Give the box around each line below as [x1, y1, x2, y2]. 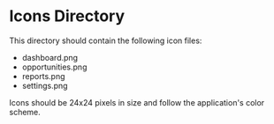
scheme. [9, 106, 42, 117]
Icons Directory [9, 6, 126, 26]
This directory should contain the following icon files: [9, 35, 202, 46]
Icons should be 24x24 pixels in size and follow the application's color [9, 97, 265, 107]
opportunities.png [21, 62, 88, 72]
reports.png [21, 70, 65, 81]
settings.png [21, 80, 68, 91]
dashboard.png [21, 52, 78, 62]
